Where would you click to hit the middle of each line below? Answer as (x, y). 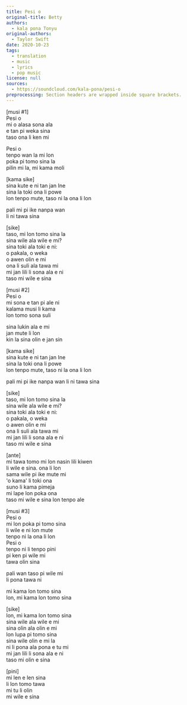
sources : (17, 84)
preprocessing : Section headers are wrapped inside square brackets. (94, 95)
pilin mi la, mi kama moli (35, 167)
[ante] (13, 455)
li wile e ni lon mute (30, 530)
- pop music (26, 73)
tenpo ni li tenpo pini (31, 549)
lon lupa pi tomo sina (32, 634)
